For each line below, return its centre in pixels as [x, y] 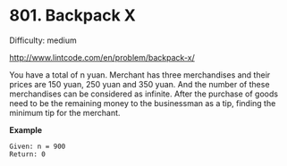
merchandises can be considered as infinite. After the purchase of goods [144, 94]
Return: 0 [28, 154]
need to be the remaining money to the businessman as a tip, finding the [143, 103]
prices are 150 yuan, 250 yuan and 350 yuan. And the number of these [139, 84]
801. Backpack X [72, 16]
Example [26, 129]
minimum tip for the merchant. [65, 112]
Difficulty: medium [43, 40]
